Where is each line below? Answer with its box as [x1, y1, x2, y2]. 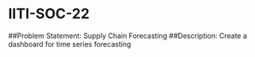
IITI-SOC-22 [8, 5, 89, 23]
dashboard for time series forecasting [8, 39, 131, 48]
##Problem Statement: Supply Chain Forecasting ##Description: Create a [8, 31, 248, 40]
